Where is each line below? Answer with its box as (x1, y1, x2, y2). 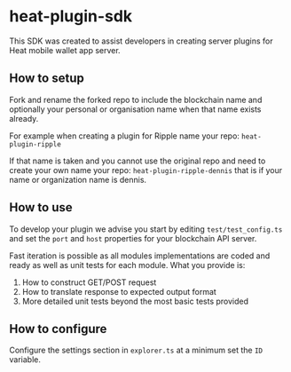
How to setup (9, 71, 84, 86)
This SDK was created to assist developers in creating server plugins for (9, 36, 273, 46)
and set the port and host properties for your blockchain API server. (9, 233, 257, 243)
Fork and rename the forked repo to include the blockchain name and (9, 94, 263, 105)
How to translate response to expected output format (21, 286, 217, 297)
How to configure (9, 321, 107, 336)
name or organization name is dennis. (9, 174, 147, 185)
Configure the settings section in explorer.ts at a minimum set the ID (9, 344, 263, 356)
